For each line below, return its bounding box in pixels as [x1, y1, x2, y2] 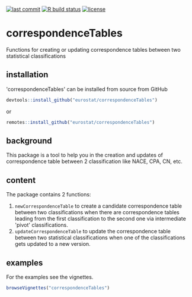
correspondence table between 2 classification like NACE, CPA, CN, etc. [6, 158, 183, 165]
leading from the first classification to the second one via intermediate [14, 215, 187, 223]
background [6, 136, 52, 146]
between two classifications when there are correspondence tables [14, 209, 180, 216]
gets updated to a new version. [14, 240, 91, 248]
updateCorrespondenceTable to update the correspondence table [14, 228, 171, 235]
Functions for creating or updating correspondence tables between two [6, 46, 181, 53]
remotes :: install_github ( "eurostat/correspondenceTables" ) [6, 119, 155, 125]
